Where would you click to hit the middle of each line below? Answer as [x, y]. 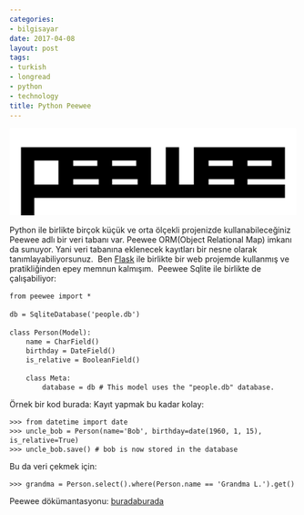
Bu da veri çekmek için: [53, 467]
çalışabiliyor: [33, 279]
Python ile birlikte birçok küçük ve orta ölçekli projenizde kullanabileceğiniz [150, 230]
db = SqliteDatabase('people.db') [75, 314]
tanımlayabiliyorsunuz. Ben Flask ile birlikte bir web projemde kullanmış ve [149, 259]
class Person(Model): [51, 333]
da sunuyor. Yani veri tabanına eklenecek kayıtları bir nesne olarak [133, 250]
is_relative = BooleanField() [83, 360]
